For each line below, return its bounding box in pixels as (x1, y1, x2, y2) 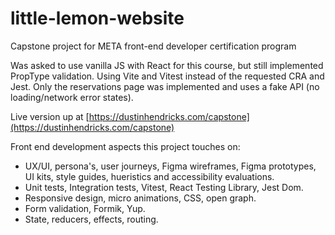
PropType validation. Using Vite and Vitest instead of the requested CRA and (10, 70, 325, 82)
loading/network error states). (10, 91, 134, 103)
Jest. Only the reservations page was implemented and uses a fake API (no (10, 80, 320, 92)
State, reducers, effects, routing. (24, 213, 159, 225)
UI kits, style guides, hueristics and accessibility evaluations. (24, 170, 275, 182)
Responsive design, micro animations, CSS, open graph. (24, 192, 257, 204)
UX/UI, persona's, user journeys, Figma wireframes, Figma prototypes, (24, 160, 317, 172)
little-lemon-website (10, 7, 185, 30)
